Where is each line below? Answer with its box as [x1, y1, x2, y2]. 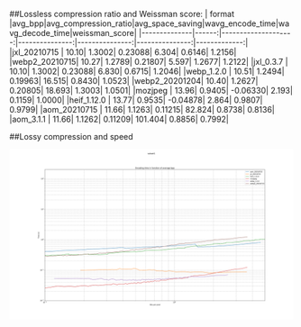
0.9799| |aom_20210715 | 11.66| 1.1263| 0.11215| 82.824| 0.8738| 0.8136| [9, 104, 275, 114]
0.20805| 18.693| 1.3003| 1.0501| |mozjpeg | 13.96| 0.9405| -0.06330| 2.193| [9, 86, 293, 95]
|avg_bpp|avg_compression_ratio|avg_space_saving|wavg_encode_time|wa [9, 18, 290, 29]
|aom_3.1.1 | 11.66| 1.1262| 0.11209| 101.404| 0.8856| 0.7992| [9, 114, 230, 124]
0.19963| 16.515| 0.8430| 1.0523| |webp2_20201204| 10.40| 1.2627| [9, 76, 259, 86]
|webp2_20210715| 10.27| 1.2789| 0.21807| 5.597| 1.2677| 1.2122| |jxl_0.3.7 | [9, 57, 288, 67]
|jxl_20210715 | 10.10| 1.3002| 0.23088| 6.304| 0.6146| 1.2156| [9, 47, 237, 58]
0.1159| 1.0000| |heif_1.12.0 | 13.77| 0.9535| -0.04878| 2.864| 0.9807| [9, 95, 263, 105]
